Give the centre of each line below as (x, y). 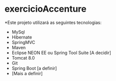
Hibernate (22, 37)
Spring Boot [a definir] (34, 68)
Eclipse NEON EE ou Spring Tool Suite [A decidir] (61, 53)
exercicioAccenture (45, 9)
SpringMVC (23, 42)
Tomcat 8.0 (23, 58)
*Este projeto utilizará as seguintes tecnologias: (53, 22)
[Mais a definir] (27, 73)
